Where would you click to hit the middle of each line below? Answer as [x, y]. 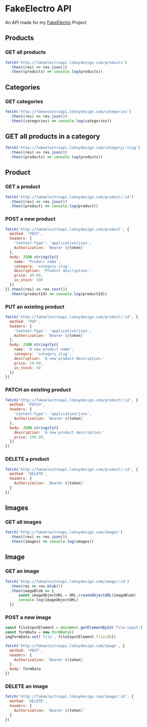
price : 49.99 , [28, 276]
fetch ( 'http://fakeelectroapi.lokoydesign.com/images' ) [64, 532]
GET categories [24, 101]
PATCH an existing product [38, 390]
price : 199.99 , [30, 437]
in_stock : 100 [28, 280]
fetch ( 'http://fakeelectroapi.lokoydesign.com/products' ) [66, 63]
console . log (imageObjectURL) [48, 600]
